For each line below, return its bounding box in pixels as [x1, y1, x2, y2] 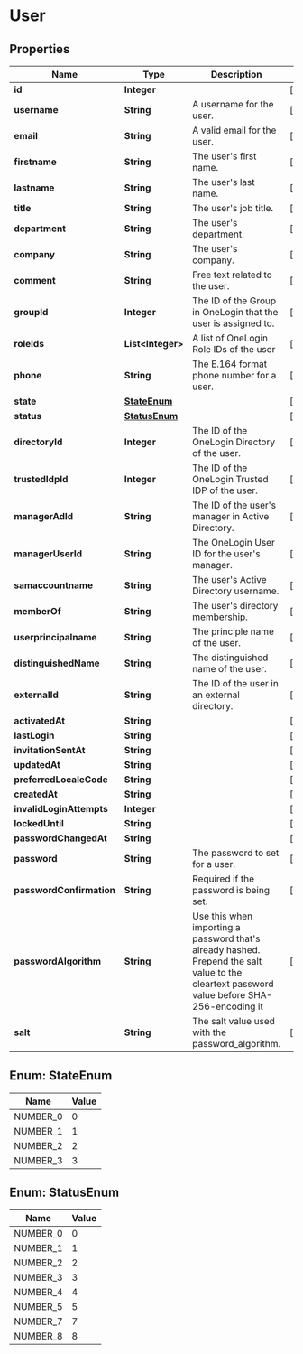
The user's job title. [192, 202, 274, 214]
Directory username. [192, 584, 280, 597]
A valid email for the [192, 124, 277, 136]
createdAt [14, 788, 59, 800]
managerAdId [14, 510, 74, 522]
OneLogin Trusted [192, 473, 269, 485]
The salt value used [192, 1015, 275, 1027]
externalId [14, 688, 59, 701]
